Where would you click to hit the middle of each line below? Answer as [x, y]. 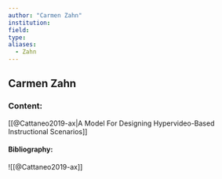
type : [17, 37]
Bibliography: [31, 149]
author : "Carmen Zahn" [45, 15]
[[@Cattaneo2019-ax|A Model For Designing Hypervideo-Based [111, 123]
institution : [29, 23]
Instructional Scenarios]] [48, 131]
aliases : [22, 45]
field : [19, 30]
